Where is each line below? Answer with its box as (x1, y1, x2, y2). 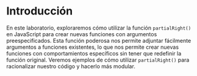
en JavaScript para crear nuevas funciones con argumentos (6, 30, 157, 37)
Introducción (6, 4, 73, 18)
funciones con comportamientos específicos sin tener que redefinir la (6, 49, 182, 57)
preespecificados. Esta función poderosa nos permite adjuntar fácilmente (6, 37, 192, 44)
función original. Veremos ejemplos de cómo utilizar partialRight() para (6, 56, 190, 63)
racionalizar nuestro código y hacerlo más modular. (6, 62, 135, 70)
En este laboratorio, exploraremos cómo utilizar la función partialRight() (6, 24, 192, 31)
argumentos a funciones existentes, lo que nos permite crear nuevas (6, 43, 179, 51)
